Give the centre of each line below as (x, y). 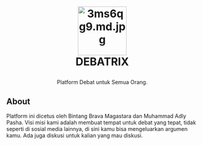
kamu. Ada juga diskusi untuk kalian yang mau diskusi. (75, 135)
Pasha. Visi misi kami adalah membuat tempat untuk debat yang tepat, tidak (101, 122)
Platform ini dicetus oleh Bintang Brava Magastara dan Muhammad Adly (96, 116)
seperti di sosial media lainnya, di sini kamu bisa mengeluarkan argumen (97, 129)
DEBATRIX (102, 62)
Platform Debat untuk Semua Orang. (102, 82)
